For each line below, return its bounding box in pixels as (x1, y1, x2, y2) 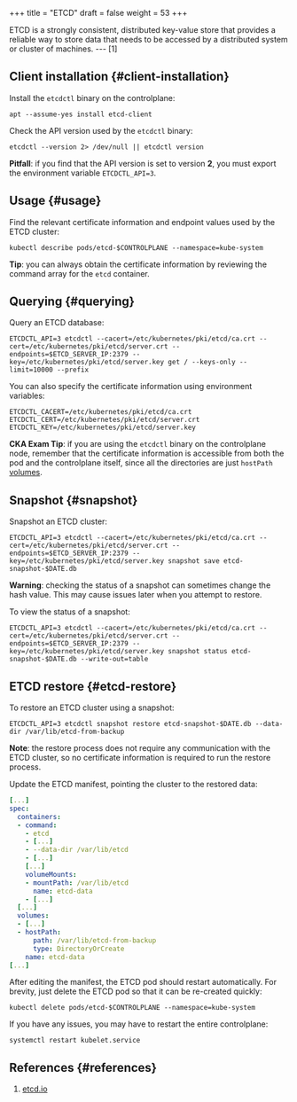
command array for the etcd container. (9, 268, 150, 278)
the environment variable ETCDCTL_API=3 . (9, 168, 157, 178)
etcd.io (21, 1083, 48, 1094)
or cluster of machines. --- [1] (9, 43, 118, 54)
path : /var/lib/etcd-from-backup (32, 935, 157, 945)
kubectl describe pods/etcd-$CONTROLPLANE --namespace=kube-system (9, 243, 264, 252)
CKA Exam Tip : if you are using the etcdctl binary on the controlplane (9, 439, 266, 449)
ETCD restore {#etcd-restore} (9, 678, 177, 694)
